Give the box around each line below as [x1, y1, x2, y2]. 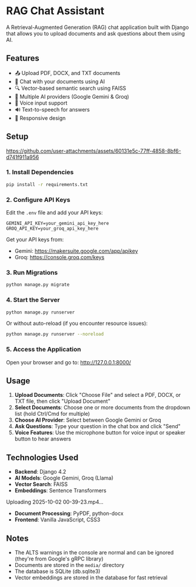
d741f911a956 [6, 154, 39, 161]
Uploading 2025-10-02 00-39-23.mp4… [6, 498, 104, 506]
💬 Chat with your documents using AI [14, 78, 105, 85]
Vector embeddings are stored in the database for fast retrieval [14, 574, 168, 581]
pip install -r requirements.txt [6, 181, 88, 187]
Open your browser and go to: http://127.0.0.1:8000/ [6, 358, 131, 366]
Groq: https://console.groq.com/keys [14, 254, 105, 261]
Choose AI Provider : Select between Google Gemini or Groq [14, 416, 161, 423]
